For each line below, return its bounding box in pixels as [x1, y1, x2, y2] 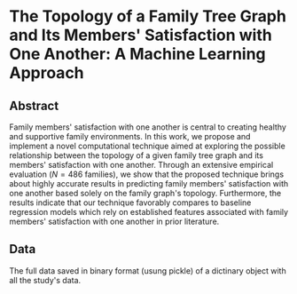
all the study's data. [9, 274, 82, 285]
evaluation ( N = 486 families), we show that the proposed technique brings [9, 169, 285, 179]
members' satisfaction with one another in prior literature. [9, 216, 220, 226]
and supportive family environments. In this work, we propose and [9, 131, 251, 141]
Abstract [9, 98, 59, 113]
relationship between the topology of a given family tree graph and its [9, 150, 264, 161]
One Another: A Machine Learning [9, 44, 266, 64]
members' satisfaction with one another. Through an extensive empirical [9, 160, 274, 170]
